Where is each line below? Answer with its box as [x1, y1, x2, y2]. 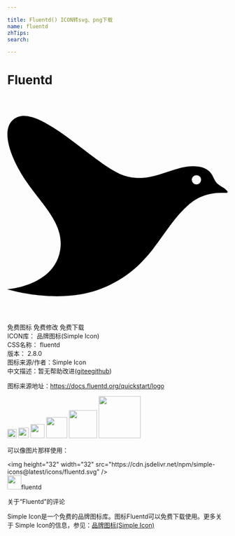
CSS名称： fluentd [7, 341, 61, 349]
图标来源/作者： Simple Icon [7, 358, 87, 366]
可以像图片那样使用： [7, 446, 69, 455]
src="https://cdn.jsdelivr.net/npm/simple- [95, 460, 215, 469]
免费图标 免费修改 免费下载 [7, 323, 85, 331]
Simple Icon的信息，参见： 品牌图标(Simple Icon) [15, 521, 155, 530]
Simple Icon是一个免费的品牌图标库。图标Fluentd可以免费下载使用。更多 [7, 512, 216, 521]
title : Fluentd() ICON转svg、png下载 [7, 16, 113, 23]
